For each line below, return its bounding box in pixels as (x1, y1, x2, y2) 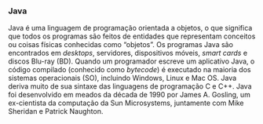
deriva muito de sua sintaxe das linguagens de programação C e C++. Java (8, 82, 252, 91)
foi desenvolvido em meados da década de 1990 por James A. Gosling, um (8, 90, 251, 100)
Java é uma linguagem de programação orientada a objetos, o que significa (8, 24, 253, 33)
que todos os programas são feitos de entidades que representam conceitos (8, 31, 256, 41)
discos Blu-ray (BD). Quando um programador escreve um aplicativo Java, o (8, 57, 255, 66)
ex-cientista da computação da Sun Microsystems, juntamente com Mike (8, 98, 244, 108)
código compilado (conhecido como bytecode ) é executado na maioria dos (8, 65, 251, 75)
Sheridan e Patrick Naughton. (8, 107, 104, 116)
